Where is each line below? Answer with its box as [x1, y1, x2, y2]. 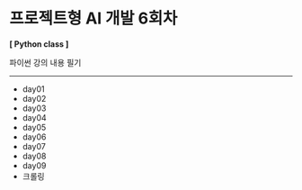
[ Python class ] [9, 38, 69, 50]
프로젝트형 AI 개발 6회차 [9, 8, 178, 29]
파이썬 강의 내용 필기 [9, 57, 82, 68]
